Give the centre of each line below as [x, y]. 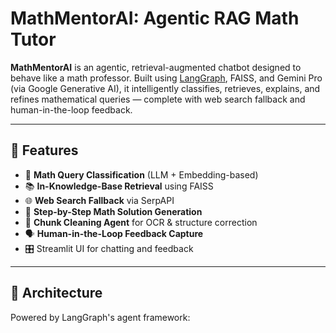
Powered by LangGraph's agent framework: [100, 317]
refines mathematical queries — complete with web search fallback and [158, 99]
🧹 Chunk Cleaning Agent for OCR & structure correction [141, 222]
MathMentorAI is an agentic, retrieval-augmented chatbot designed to [156, 67]
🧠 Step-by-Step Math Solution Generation [113, 211]
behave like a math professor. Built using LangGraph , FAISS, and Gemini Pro [166, 78]
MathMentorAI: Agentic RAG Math [155, 18]
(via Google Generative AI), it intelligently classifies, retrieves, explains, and [165, 88]
